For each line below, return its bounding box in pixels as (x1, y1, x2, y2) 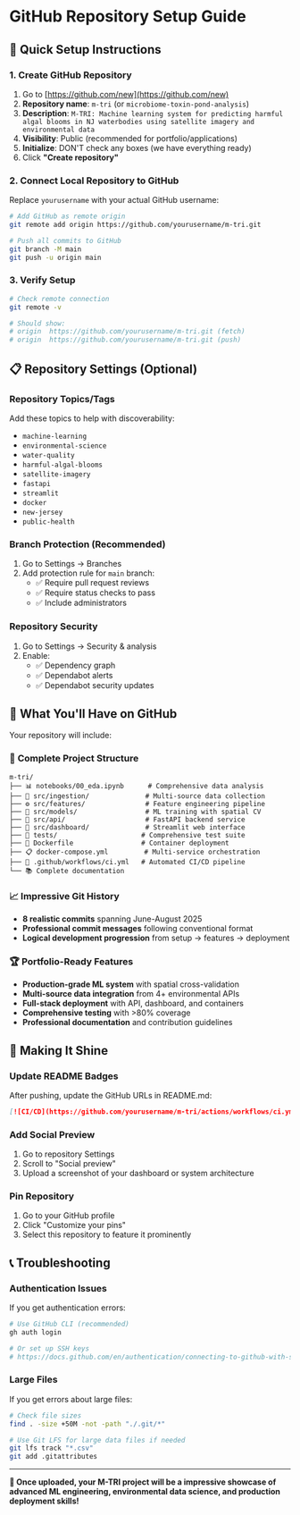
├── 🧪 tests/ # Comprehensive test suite (9, 830, 246, 839)
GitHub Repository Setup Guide (9, 6, 247, 27)
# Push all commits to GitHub (9, 236, 122, 245)
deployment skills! (9, 1495, 79, 1507)
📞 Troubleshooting (9, 1255, 111, 1270)
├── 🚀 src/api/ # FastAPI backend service (9, 815, 246, 824)
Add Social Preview (9, 1128, 96, 1140)
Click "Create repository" (21, 152, 119, 163)
